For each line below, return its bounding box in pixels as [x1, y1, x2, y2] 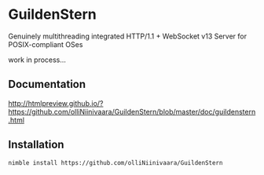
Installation [8, 138, 64, 151]
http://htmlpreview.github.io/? [8, 98, 104, 108]
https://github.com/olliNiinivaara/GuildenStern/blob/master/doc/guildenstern [8, 107, 256, 116]
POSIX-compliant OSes [8, 39, 83, 49]
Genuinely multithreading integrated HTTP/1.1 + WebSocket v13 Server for [8, 31, 247, 41]
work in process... [8, 55, 67, 64]
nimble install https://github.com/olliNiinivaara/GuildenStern [8, 159, 223, 166]
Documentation [8, 78, 86, 91]
